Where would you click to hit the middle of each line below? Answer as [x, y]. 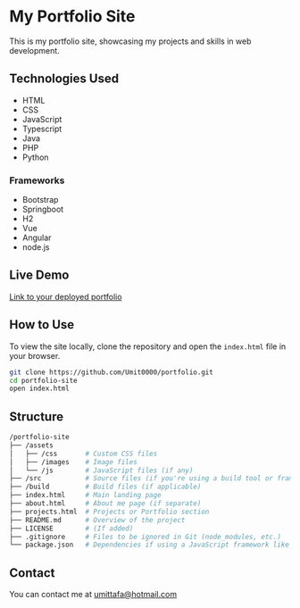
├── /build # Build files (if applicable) [105, 487]
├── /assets [31, 445]
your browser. [35, 355]
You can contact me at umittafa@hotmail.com [93, 595]
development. [34, 50]
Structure [37, 416]
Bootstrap [40, 200]
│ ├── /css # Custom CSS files [83, 454]
